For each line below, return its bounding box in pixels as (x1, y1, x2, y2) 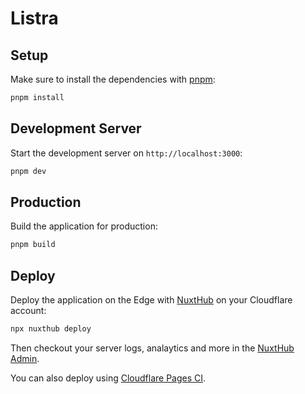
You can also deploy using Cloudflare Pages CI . (10, 372, 207, 384)
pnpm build (10, 240, 56, 250)
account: (10, 305, 47, 317)
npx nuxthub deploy (10, 324, 92, 334)
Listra (10, 7, 59, 30)
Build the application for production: (10, 220, 158, 232)
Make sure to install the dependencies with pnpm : (10, 73, 216, 85)
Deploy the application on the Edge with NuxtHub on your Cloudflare (10, 294, 293, 306)
